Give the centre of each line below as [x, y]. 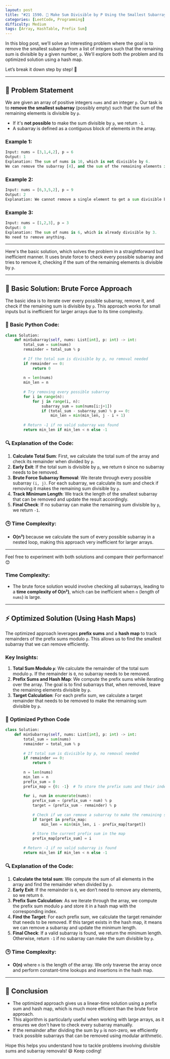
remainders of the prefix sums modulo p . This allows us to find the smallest [83, 639]
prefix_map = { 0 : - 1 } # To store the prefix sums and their [89, 786]
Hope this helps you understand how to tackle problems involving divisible [83, 1046]
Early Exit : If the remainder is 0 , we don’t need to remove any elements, [87, 890]
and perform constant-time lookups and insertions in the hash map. [83, 970]
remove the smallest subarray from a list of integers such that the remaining [84, 49]
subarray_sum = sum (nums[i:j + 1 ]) [77, 406]
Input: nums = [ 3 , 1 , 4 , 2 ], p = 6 [39, 152]
